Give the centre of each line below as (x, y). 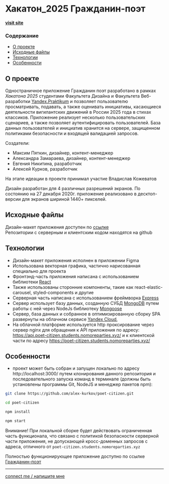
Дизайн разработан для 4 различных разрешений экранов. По (73, 189)
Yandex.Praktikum (50, 102)
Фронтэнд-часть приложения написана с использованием (76, 276)
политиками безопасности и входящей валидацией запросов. (72, 133)
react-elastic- (149, 287)
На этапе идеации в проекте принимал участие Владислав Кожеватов (81, 179)
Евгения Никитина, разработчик (47, 164)
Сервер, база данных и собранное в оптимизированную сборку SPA (87, 314)
